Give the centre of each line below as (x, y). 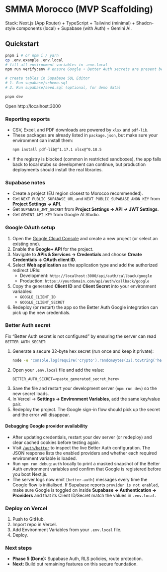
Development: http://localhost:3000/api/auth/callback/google (86, 276)
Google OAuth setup (30, 228)
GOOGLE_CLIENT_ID (38, 297)
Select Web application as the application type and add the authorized (85, 265)
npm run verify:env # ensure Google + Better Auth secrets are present (81, 69)
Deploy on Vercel (26, 508)
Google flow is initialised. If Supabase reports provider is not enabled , (85, 485)
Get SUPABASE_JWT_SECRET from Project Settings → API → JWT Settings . (85, 209)
